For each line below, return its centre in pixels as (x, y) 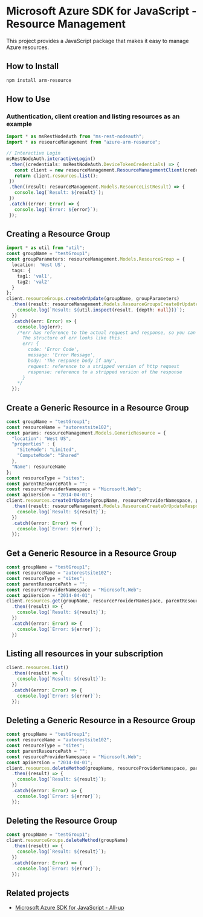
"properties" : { (34, 444)
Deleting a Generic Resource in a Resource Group (101, 720)
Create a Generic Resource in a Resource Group (98, 408)
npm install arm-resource (39, 80)
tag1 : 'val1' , (35, 276)
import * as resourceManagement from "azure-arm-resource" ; (84, 142)
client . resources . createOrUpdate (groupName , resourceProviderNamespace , (100, 501)
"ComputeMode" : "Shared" (48, 456)
